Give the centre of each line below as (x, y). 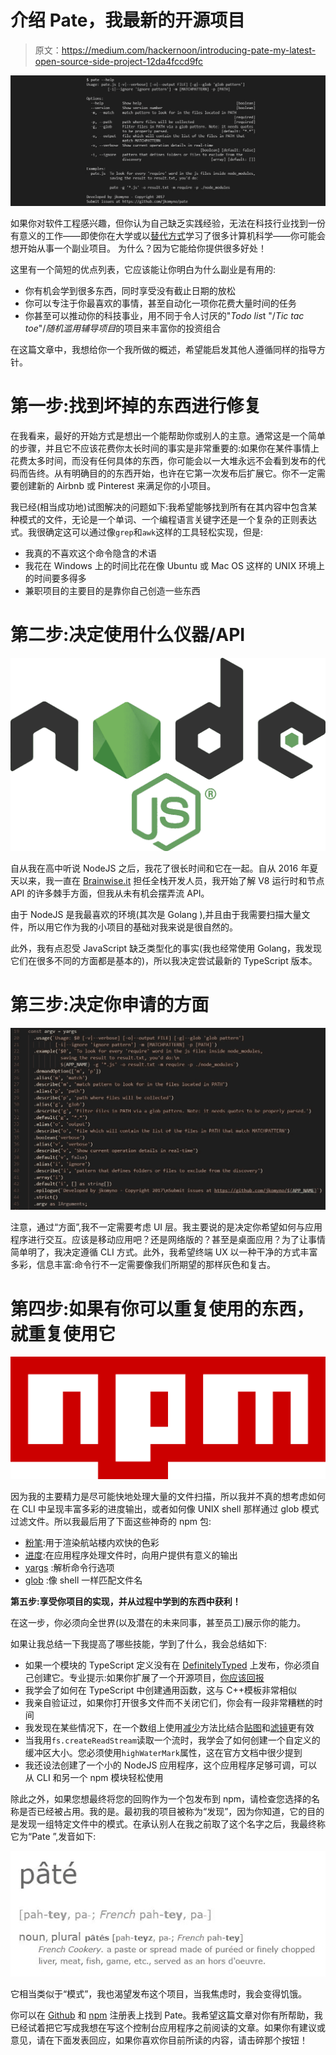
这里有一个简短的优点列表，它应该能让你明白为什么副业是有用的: (143, 270)
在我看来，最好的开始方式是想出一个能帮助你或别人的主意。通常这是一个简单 (168, 436)
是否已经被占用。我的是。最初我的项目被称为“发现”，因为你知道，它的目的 (171, 1811)
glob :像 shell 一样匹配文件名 (83, 1580)
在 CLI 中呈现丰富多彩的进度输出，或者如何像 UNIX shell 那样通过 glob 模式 (165, 1508)
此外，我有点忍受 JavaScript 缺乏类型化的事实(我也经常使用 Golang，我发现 (166, 948)
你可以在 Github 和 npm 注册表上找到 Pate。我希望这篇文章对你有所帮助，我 (166, 2015)
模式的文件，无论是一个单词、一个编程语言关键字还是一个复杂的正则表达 (167, 520)
